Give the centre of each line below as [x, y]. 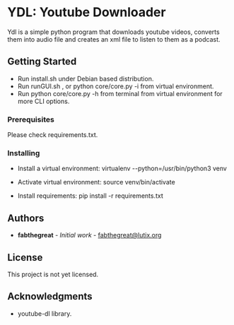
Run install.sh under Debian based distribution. [86, 78]
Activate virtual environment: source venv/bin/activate [96, 182]
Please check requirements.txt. [53, 135]
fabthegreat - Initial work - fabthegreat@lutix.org [89, 235]
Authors [26, 218]
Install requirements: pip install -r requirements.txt [90, 196]
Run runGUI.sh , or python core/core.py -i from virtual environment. [116, 86]
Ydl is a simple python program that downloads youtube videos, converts [114, 32]
